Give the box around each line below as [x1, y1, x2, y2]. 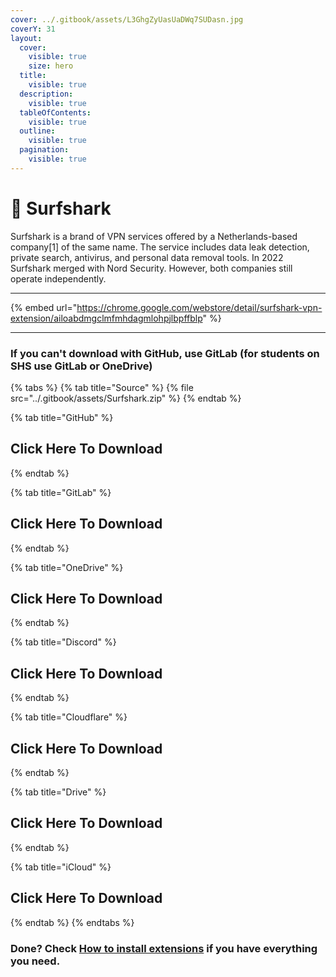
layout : [10, 33, 43, 43]
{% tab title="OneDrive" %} [10, 561, 124, 573]
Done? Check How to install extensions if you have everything [10, 941, 318, 955]
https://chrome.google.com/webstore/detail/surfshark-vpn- [76, 301, 323, 313]
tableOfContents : [19, 107, 92, 118]
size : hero [28, 61, 74, 71]
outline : [19, 126, 56, 136]
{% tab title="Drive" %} [10, 786, 107, 798]
